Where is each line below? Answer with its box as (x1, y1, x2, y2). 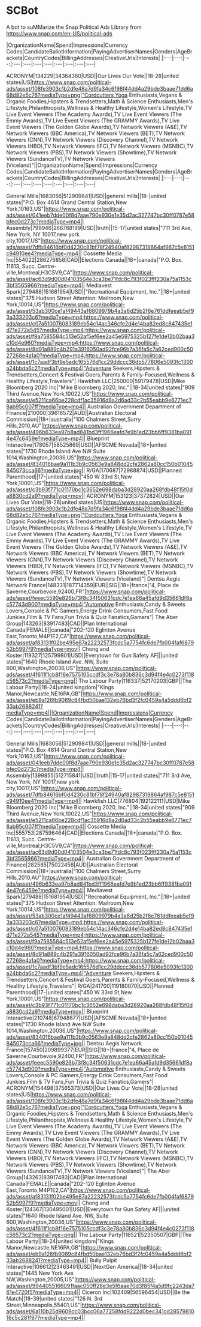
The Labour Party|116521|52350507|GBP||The (78, 1231, 192, 1238)
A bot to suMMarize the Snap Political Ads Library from (6, 23, 142, 31)
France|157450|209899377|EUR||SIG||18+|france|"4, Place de (6, 1046, 160, 1053)
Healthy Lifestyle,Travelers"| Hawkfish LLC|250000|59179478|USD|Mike (6, 377, 185, 384)
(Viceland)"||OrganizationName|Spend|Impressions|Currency (6, 162, 157, 169)
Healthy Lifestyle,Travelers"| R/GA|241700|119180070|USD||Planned (6, 982, 174, 990)
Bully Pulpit (89, 1256, 117, 1264)
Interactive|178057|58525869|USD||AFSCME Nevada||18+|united (6, 441, 167, 448)
